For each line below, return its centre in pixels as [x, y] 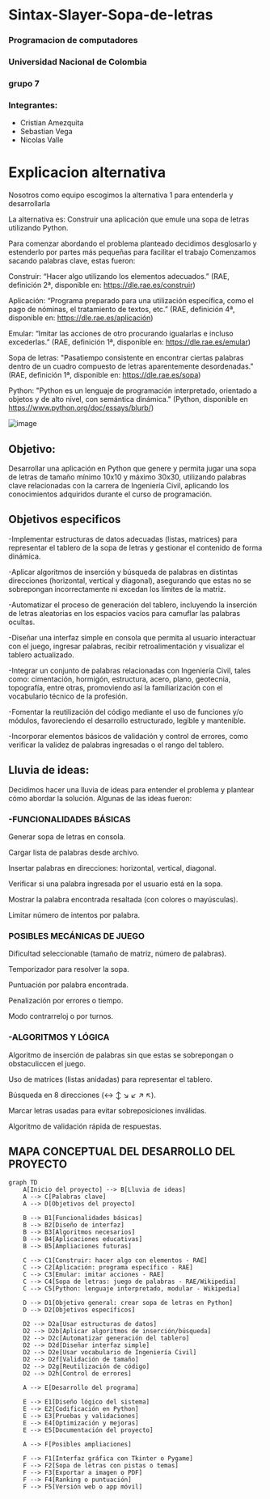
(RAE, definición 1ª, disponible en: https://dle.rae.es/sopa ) [105, 375]
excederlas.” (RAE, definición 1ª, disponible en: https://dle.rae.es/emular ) [130, 342]
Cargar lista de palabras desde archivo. [74, 852]
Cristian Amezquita [52, 123]
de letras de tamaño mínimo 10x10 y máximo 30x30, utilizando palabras [127, 477]
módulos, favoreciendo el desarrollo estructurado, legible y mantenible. [127, 720]
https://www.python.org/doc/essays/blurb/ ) [81, 408]
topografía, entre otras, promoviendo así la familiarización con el [116, 687]
